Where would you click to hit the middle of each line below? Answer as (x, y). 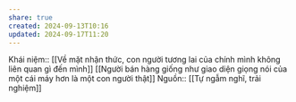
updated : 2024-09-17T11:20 (59, 34)
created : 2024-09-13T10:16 (59, 26)
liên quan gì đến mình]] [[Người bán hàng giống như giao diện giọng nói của (148, 69)
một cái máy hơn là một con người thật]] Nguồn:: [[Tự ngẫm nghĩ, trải (135, 79)
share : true (30, 17)
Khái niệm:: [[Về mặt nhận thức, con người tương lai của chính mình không (144, 60)
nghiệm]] (25, 88)
